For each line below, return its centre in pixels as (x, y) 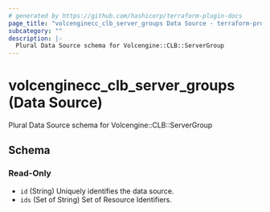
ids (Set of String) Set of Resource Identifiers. (96, 199)
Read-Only (30, 173)
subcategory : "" (35, 31)
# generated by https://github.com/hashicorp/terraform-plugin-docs (125, 16)
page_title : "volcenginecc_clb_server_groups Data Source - (111, 23)
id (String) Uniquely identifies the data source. (97, 191)
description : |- (35, 38)
